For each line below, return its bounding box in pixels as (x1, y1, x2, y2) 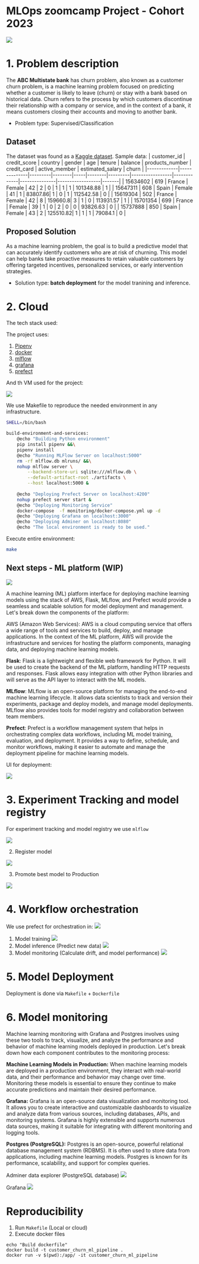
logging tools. (6, 1129, 40, 1136)
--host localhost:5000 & (27, 480, 89, 486)
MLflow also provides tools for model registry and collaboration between (6, 706, 184, 713)
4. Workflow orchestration (6, 902, 139, 916)
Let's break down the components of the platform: (6, 609, 129, 616)
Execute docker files (14, 1231, 65, 1238)
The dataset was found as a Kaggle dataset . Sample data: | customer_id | (6, 153, 185, 160)
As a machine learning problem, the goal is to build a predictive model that (6, 242, 188, 249)
